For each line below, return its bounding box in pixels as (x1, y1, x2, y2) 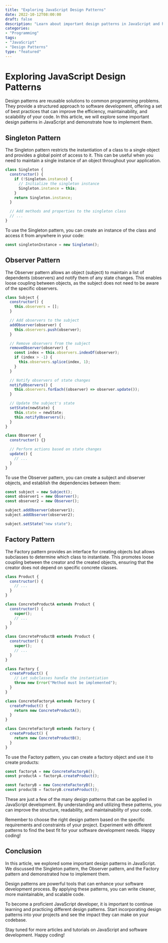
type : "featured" (5, 49, 41, 54)
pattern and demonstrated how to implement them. (5, 871, 110, 877)
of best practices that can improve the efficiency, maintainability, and (5, 109, 147, 115)
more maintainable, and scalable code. (5, 891, 85, 897)
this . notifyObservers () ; (14, 415, 66, 420)
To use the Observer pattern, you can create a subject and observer (5, 474, 145, 480)
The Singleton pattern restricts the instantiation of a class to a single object (5, 147, 160, 153)
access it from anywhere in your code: (5, 232, 84, 238)
